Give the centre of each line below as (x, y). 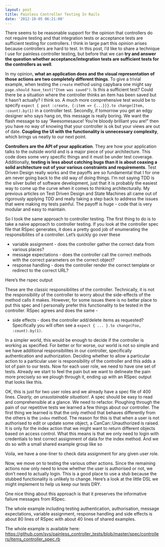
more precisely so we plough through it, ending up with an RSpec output (78, 377)
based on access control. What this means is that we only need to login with (82, 434)
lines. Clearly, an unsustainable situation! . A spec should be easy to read (79, 397)
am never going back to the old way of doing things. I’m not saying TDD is (80, 178)
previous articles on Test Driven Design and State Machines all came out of (81, 194)
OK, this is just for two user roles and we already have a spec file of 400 (78, 392)
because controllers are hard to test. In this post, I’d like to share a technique (82, 49)
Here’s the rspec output (29, 280)
